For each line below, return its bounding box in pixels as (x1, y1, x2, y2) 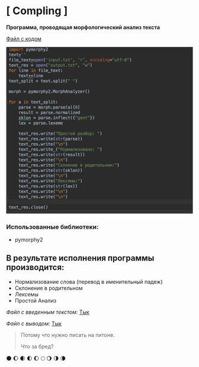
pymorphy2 (14, 236, 43, 243)
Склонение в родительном (14, 284, 83, 291)
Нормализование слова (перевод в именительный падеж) (14, 278, 163, 285)
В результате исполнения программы (6, 253, 155, 264)
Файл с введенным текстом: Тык (6, 308, 90, 316)
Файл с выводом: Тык (6, 320, 62, 327)
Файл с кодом (6, 35, 41, 42)
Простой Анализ (14, 297, 57, 304)
